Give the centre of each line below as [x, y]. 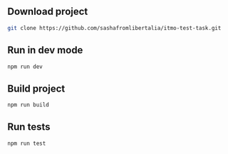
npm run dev [25, 67]
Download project [48, 12]
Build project [36, 88]
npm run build [28, 105]
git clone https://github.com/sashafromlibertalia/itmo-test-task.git [114, 28]
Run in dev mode [45, 50]
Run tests [29, 127]
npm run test [27, 143]
